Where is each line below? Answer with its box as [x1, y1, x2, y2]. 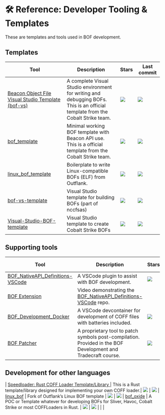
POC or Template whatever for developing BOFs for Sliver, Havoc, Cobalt [5, 399, 153, 405]
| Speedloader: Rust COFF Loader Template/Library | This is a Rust [5, 381, 140, 387]
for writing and [66, 90, 101, 97]
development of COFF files [77, 313, 139, 320]
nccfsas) [66, 206, 87, 213]
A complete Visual [66, 77, 109, 84]
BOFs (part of [66, 200, 98, 207]
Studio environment [66, 83, 112, 90]
